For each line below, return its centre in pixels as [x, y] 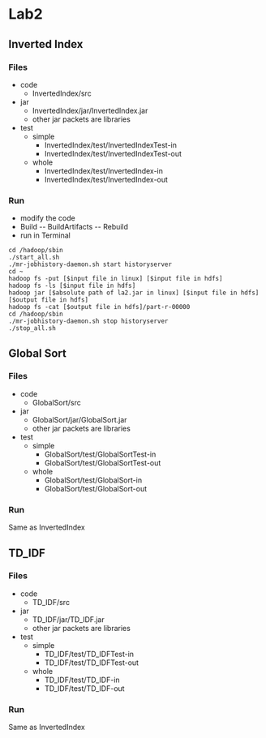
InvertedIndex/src [62, 93]
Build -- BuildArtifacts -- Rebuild [74, 227]
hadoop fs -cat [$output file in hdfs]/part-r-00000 [99, 307]
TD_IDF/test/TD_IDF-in [82, 680]
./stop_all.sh [32, 328]
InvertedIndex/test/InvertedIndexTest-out [113, 153]
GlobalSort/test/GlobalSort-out [96, 488]
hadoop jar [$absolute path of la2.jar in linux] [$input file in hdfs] [134, 293]
